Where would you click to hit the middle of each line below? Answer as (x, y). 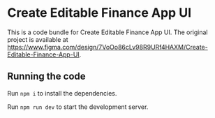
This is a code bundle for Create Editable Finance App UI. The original (107, 32)
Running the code (46, 76)
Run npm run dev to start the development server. (78, 107)
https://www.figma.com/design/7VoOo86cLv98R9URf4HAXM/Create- (107, 47)
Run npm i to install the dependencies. (62, 93)
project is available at (38, 39)
